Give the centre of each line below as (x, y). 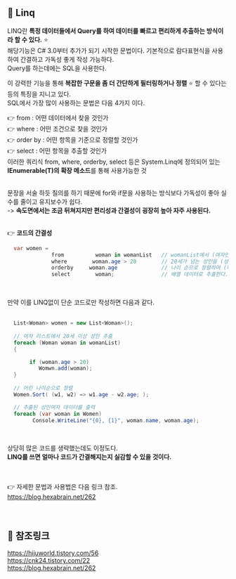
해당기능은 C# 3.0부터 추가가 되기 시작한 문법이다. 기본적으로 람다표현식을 (109, 51)
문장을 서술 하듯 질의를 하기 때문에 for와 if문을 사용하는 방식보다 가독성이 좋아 (113, 193)
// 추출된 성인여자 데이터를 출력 (54, 407)
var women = (31, 248)
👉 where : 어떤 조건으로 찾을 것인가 (57, 129)
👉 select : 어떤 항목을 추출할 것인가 (57, 150)
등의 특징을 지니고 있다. (39, 94)
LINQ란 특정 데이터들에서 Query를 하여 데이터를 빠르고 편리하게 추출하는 (106, 31)
